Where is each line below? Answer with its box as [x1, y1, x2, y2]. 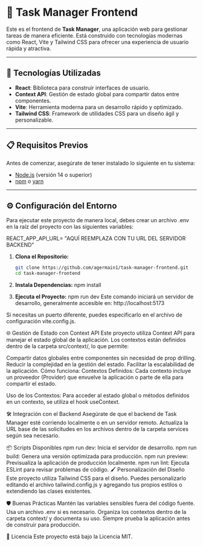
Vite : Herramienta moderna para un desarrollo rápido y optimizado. [14, 103, 183, 111]
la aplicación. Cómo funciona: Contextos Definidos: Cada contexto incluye [6, 367, 192, 375]
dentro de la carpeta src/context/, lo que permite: [6, 343, 129, 350]
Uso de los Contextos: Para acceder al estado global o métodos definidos [6, 392, 190, 399]
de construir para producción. [6, 521, 81, 528]
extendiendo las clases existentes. [6, 487, 92, 495]
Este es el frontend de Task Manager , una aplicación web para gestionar [6, 25, 188, 33]
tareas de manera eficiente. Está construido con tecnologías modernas [6, 31, 183, 39]
